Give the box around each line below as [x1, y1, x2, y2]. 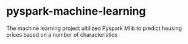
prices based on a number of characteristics [6, 31, 117, 38]
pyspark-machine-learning [6, 4, 146, 18]
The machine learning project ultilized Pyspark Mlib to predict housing [6, 24, 183, 32]
